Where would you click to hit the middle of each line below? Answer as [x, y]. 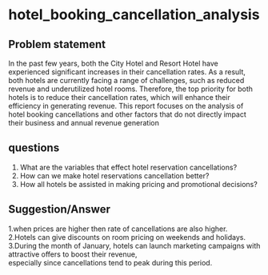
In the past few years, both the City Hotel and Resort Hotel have [113, 63]
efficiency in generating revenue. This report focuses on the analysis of [126, 106]
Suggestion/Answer [59, 209]
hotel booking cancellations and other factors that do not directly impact [127, 114]
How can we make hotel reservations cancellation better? [114, 175]
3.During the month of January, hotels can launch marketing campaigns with [134, 245]
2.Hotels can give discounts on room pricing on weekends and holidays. [127, 237]
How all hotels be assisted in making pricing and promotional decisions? [138, 184]
